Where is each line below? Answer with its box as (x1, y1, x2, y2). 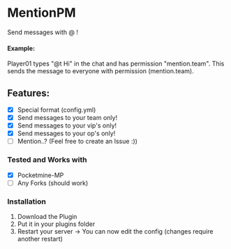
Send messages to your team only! (17, 114, 117, 122)
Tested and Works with (7, 155, 87, 165)
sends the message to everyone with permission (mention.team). (7, 67, 194, 75)
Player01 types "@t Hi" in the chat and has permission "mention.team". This (7, 59, 225, 68)
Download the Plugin (17, 212, 77, 220)
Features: (7, 87, 50, 99)
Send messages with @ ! (7, 28, 79, 36)
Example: (7, 44, 36, 52)
